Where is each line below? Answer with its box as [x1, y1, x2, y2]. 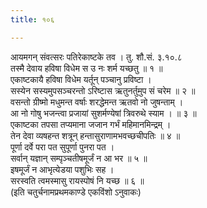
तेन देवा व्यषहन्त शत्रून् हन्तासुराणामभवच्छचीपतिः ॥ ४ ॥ [10, 129, 181, 141]
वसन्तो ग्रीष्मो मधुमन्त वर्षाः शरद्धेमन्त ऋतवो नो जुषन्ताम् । [10, 96, 184, 108]
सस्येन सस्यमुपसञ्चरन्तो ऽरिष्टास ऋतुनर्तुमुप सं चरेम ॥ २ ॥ [10, 84, 196, 96]
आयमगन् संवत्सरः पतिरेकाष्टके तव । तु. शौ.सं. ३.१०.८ [10, 51, 183, 63]
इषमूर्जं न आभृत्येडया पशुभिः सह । [10, 163, 115, 175]
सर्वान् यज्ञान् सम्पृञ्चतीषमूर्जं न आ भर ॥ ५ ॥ [10, 152, 148, 164]
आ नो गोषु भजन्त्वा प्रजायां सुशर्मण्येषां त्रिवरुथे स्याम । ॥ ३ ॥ [10, 107, 197, 119]
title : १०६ [10, 14, 55, 25]
